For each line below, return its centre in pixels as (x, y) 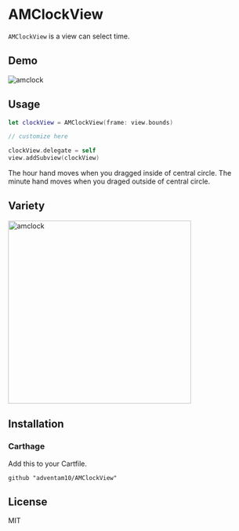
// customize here (38, 136)
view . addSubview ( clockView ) (54, 158)
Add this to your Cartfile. (48, 464)
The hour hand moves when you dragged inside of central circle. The (120, 173)
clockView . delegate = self (52, 151)
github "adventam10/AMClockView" (63, 478)
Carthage (27, 446)
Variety (27, 206)
